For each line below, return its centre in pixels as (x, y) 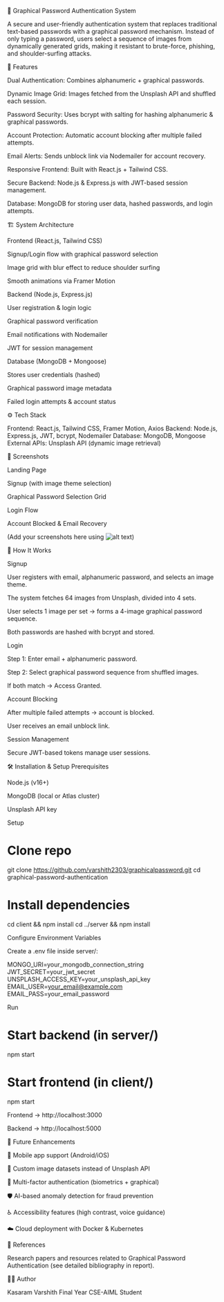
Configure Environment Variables (54, 937)
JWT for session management (50, 348)
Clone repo (39, 851)
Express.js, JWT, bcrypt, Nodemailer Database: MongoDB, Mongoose (106, 435)
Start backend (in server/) (83, 1035)
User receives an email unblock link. (59, 726)
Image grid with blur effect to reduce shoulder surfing (84, 267)
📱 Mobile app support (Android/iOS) (58, 1155)
